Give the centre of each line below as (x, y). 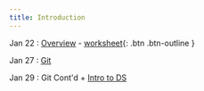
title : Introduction (48, 17)
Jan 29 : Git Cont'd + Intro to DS (68, 78)
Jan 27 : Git (30, 60)
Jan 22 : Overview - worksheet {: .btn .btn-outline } (102, 43)
